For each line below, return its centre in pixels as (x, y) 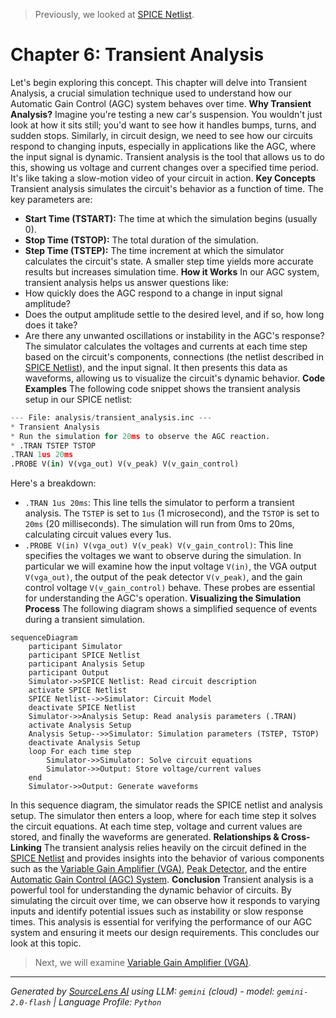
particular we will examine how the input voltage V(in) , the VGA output (170, 566)
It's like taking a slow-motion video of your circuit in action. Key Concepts (163, 178)
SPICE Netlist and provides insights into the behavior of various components (167, 858)
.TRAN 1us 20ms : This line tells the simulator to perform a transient (159, 503)
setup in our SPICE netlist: (78, 399)
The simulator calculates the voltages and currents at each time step (166, 346)
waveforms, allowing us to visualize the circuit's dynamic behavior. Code (175, 378)
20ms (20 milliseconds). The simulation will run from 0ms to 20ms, (159, 524)
